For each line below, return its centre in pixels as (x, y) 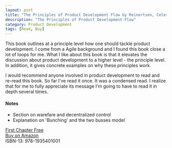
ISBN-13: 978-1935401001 (33, 141)
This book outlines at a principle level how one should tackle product (78, 44)
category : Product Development (39, 24)
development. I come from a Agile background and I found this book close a (85, 49)
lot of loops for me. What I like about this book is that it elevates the (76, 55)
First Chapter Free (24, 130)
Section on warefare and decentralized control (62, 115)
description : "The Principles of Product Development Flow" (71, 19)
